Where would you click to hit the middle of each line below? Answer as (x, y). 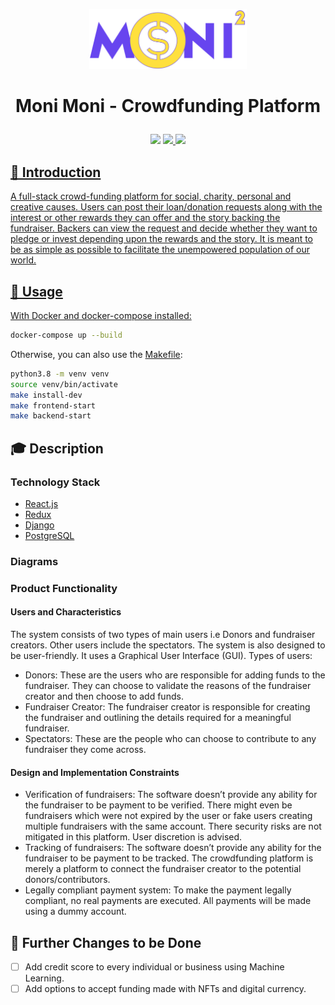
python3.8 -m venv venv (60, 374)
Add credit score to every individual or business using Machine (154, 967)
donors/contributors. (67, 880)
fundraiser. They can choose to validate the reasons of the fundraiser (168, 686)
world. (23, 260)
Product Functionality (64, 588)
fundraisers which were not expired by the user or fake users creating (168, 816)
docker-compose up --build (66, 335)
